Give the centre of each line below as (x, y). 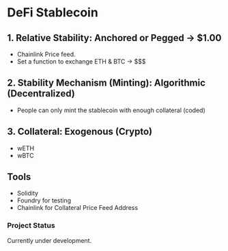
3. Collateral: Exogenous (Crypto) (80, 132)
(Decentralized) (41, 94)
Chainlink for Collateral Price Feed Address (77, 208)
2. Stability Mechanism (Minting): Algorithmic (106, 83)
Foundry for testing (44, 200)
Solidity (28, 194)
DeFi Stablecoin (53, 13)
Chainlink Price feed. (46, 54)
